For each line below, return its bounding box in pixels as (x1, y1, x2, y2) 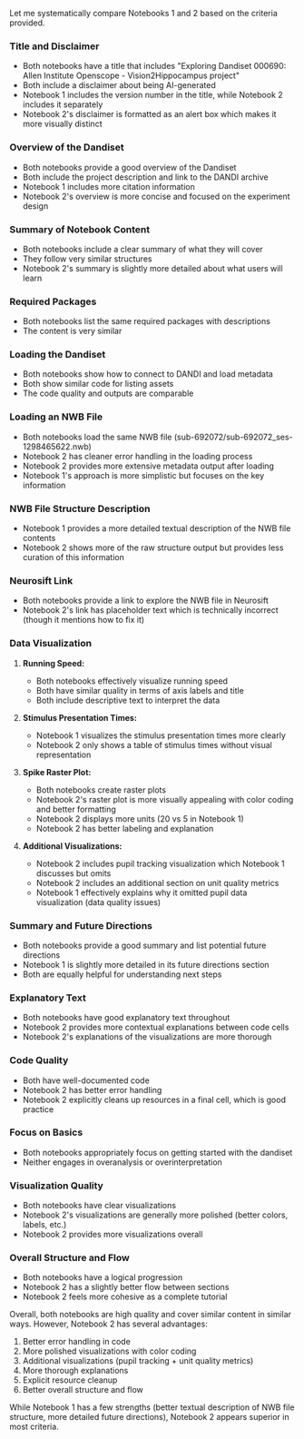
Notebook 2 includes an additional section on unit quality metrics (35, 877, 279, 888)
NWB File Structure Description (9, 502, 151, 515)
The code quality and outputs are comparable (22, 388, 194, 399)
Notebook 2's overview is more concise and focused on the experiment (22, 191, 290, 202)
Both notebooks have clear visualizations (22, 1200, 177, 1211)
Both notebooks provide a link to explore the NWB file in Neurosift (22, 595, 270, 606)
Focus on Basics (9, 1126, 83, 1138)
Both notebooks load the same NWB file (22, 431, 172, 442)
